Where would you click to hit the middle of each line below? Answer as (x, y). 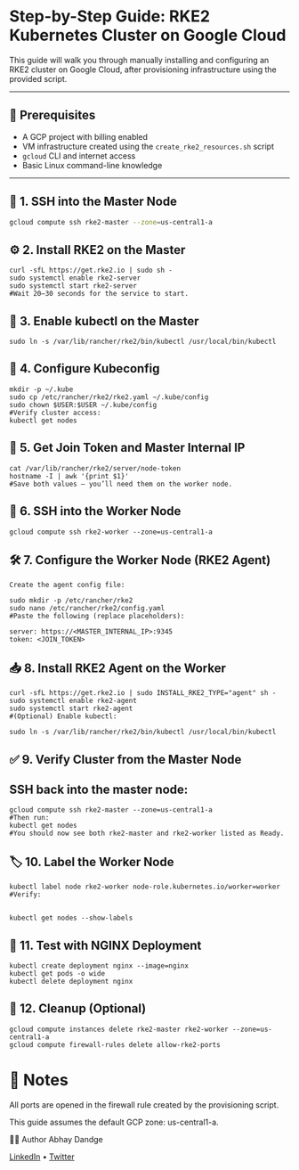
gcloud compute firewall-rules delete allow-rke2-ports (115, 1044)
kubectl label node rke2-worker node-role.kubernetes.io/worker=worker (145, 887)
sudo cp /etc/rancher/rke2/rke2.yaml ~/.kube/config (109, 397)
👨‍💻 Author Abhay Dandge (57, 1139)
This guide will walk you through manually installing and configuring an (139, 60)
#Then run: (29, 818)
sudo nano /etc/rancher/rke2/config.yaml (87, 609)
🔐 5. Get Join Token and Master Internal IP (127, 448)
